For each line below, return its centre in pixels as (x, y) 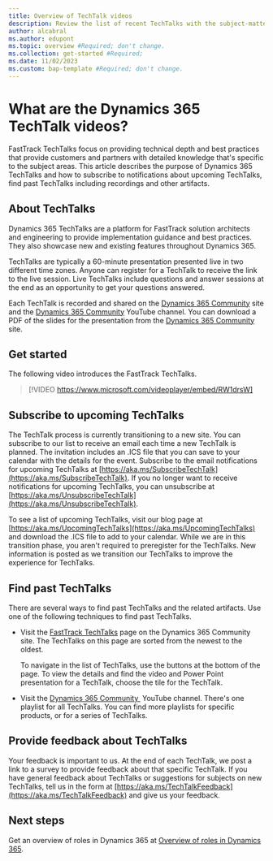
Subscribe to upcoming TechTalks (96, 415)
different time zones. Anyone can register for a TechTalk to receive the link (133, 270)
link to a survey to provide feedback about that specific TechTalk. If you (128, 769)
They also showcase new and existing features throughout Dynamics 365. (132, 245)
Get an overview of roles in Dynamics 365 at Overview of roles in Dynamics (135, 840)
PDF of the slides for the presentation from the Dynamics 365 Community (132, 320)
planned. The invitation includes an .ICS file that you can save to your (124, 452)
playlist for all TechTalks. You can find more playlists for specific (128, 707)
